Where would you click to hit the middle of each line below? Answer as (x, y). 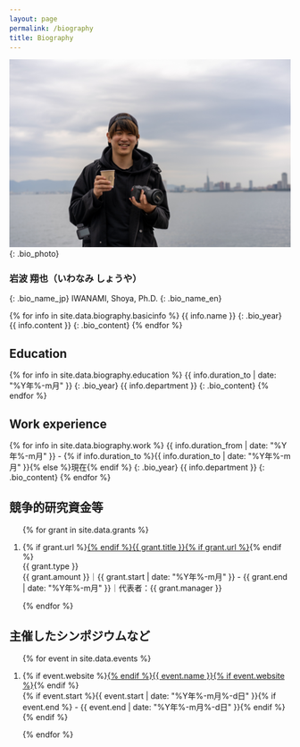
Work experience (58, 424)
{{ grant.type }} (50, 566)
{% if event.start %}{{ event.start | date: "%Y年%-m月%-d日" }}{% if (149, 696)
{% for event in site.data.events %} (87, 658)
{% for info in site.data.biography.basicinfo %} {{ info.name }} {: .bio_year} (146, 316)
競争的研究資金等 (56, 508)
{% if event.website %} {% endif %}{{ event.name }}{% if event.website (154, 675)
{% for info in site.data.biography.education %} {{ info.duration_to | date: (143, 375)
